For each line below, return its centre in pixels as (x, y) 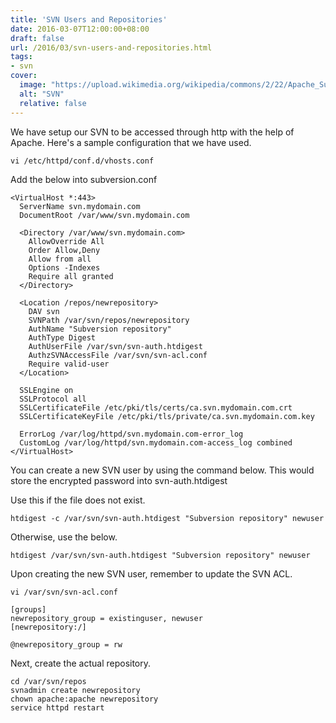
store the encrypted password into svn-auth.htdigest (119, 480)
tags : (21, 57)
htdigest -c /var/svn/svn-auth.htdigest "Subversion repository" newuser (167, 518)
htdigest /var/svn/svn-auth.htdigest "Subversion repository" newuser (160, 555)
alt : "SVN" (42, 94)
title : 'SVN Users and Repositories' (89, 19)
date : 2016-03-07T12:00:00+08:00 (80, 29)
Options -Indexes (64, 267)
